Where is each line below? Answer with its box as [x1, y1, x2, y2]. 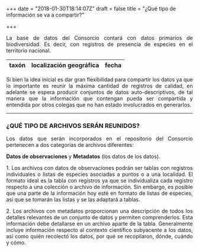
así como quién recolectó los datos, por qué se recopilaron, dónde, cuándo [6, 233, 193, 240]
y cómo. [6, 239, 26, 246]
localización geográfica [31, 61, 99, 69]
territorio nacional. [6, 47, 52, 54]
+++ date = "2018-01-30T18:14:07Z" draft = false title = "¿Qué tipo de [6, 5, 176, 12]
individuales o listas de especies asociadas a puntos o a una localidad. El [6, 171, 193, 178]
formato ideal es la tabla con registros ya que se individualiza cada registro [6, 177, 193, 184]
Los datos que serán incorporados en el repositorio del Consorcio [6, 135, 193, 142]
